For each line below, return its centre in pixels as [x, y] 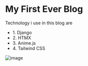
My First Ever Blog [44, 9]
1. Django [22, 32]
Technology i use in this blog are [39, 23]
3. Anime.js [24, 43]
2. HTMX [22, 38]
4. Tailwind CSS [29, 48]
